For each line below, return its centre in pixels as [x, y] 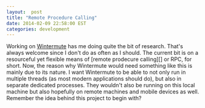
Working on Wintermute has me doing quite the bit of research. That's [95, 46]
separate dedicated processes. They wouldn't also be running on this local [101, 85]
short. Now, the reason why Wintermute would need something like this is [99, 66]
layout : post [25, 12]
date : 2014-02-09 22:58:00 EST [46, 23]
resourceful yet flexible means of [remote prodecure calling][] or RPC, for [99, 59]
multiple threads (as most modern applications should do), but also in [94, 79]
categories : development [38, 29]
